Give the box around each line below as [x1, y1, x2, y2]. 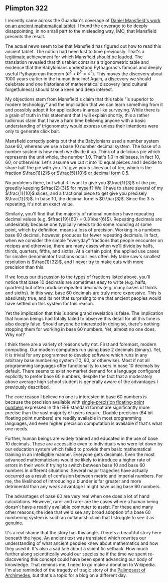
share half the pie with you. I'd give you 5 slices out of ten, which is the [5, 165, 152, 171]
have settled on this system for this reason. [5, 301, 94, 307]
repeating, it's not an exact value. [5, 201, 74, 207]
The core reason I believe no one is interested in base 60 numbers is [5, 394, 147, 400]
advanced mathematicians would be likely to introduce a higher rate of [5, 457, 151, 463]
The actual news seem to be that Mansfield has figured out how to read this [5, 43, 161, 49]
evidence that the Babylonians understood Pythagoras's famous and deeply [5, 64, 162, 70]
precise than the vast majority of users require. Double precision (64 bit [5, 410, 153, 416]
